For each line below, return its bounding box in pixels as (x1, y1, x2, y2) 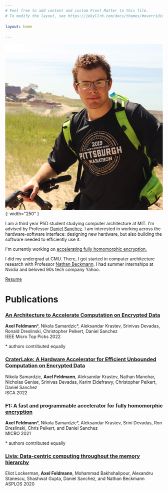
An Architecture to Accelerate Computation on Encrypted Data (5, 311, 160, 318)
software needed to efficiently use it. (5, 236, 81, 242)
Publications (5, 294, 58, 305)
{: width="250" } (5, 211, 39, 217)
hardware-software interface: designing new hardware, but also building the (5, 231, 162, 237)
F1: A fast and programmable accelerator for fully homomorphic (5, 402, 163, 409)
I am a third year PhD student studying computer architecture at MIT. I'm (5, 220, 154, 226)
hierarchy (5, 459, 29, 466)
